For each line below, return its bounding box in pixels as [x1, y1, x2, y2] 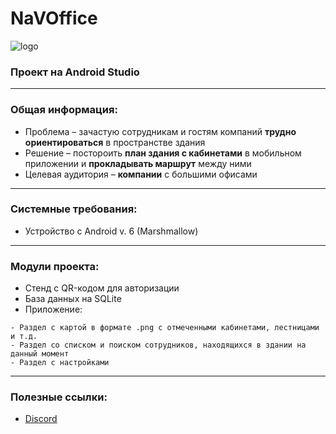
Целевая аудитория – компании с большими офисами [24, 168, 258, 180]
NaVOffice [10, 7, 98, 30]
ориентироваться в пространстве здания [24, 136, 206, 148]
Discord [24, 413, 58, 425]
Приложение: [24, 303, 83, 316]
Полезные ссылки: [10, 390, 108, 404]
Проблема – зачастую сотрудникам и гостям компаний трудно [24, 125, 297, 137]
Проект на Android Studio [10, 65, 140, 79]
